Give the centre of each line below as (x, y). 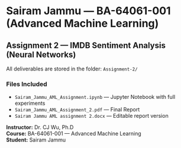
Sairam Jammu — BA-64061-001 (88, 11)
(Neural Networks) (41, 54)
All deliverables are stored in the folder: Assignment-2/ (72, 69)
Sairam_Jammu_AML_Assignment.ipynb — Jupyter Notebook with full (95, 97)
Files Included (27, 84)
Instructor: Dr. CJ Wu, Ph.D (40, 127)
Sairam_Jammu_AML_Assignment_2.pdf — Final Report (77, 110)
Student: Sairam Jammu (36, 140)
